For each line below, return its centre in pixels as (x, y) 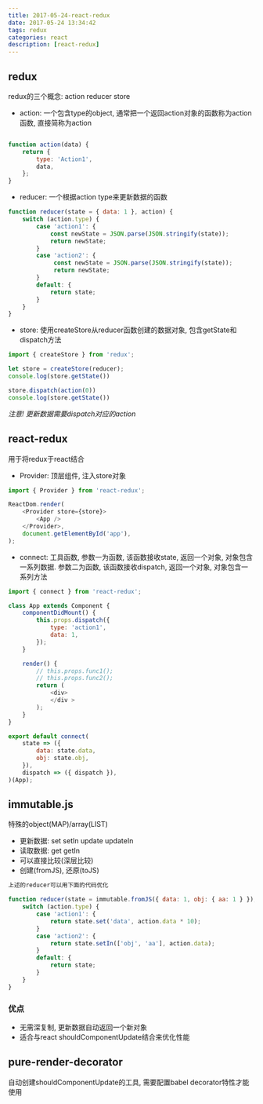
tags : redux (27, 30)
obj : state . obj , (63, 759)
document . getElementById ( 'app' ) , (77, 534)
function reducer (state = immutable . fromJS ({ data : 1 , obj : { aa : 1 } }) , (133, 900)
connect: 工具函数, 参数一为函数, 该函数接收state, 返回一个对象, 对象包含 (136, 557)
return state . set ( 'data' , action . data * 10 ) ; (125, 921)
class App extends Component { (59, 605)
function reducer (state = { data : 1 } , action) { (91, 212)
